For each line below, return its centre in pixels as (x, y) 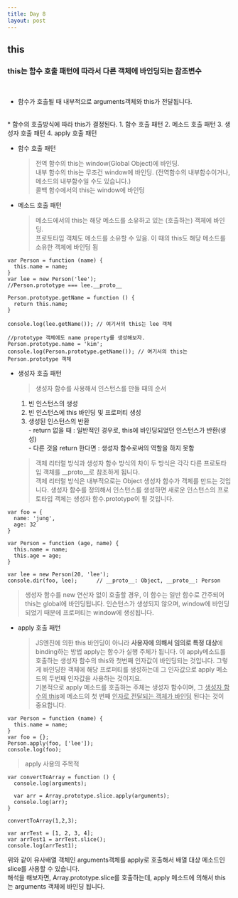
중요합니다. (51, 705)
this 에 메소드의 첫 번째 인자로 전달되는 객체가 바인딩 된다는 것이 (136, 696)
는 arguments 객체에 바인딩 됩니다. (56, 887)
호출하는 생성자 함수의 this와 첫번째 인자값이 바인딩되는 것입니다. (125, 661)
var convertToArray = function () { (61, 777)
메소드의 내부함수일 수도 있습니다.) (83, 181)
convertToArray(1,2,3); (43, 821)
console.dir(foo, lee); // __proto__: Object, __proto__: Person (114, 581)
